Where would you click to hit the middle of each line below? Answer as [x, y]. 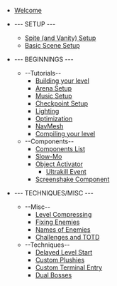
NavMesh [49, 126]
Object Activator [59, 164]
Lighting [47, 111]
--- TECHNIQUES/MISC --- [54, 193]
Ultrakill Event [66, 172]
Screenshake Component [72, 179]
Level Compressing [63, 214]
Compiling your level [65, 134]
